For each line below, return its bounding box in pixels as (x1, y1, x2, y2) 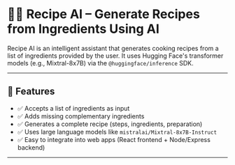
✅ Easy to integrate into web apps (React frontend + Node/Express (17, 135, 211, 143)
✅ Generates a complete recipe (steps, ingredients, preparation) (17, 120, 203, 128)
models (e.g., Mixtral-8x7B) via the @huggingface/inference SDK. (7, 58, 194, 67)
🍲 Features (7, 86, 55, 97)
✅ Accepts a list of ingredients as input (17, 104, 130, 112)
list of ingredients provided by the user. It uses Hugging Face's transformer (7, 52, 224, 60)
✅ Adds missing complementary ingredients (17, 111, 145, 120)
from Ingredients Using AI (7, 21, 159, 37)
